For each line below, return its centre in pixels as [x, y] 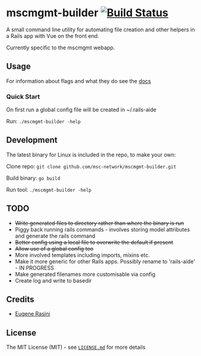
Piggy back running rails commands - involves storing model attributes [102, 229]
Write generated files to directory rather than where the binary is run [99, 223]
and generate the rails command [55, 236]
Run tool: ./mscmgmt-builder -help [49, 189]
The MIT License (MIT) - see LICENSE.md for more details [76, 347]
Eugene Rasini [32, 314]
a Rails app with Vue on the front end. [53, 35]
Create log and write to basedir [53, 280]
